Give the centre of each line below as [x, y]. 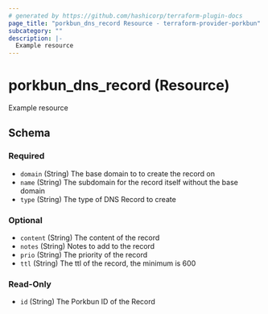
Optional [25, 220]
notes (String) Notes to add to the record [87, 246]
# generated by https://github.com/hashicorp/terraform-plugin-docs [126, 16]
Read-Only [30, 284]
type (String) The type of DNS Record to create [98, 199]
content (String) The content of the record [90, 238]
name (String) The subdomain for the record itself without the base [129, 182]
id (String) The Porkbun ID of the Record [87, 302]
